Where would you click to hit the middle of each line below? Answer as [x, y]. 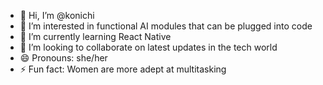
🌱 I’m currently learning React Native [95, 36]
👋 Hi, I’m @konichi [57, 15]
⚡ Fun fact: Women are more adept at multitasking [123, 69]
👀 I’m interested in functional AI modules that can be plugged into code [166, 26]
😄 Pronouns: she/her [63, 58]
